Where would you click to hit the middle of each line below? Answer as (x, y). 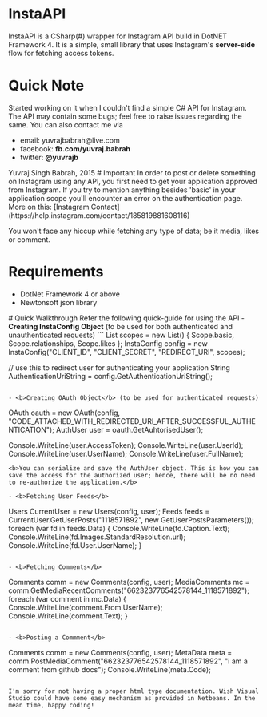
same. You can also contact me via (66, 124)
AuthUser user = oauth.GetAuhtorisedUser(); (130, 429)
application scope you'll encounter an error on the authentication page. (126, 198)
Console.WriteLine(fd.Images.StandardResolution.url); (97, 537)
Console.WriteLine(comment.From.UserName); (86, 607)
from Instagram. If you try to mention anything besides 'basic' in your (122, 190)
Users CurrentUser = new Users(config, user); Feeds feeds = (109, 511)
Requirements (56, 272)
